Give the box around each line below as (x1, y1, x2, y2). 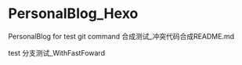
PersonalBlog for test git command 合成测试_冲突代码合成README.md (8, 31, 235, 41)
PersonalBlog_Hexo (8, 5, 139, 23)
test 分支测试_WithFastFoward (8, 48, 106, 57)
